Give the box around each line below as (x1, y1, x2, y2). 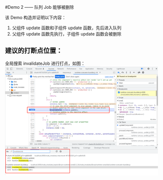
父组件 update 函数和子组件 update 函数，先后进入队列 (12, 25, 122, 31)
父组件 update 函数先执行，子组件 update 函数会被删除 (12, 31, 122, 36)
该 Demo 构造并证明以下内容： (5, 15, 66, 20)
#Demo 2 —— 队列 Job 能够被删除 (5, 4, 74, 10)
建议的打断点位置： (5, 47, 63, 55)
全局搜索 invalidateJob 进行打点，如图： (5, 60, 85, 66)
